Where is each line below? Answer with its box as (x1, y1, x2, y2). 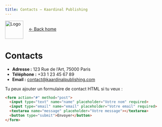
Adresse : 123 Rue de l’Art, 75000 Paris (12, 66, 91, 72)
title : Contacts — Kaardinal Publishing (5, 7, 88, 12)
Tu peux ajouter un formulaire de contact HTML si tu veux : (5, 85, 123, 92)
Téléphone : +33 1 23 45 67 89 (12, 71, 74, 77)
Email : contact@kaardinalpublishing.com (12, 76, 96, 82)
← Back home (28, 26, 57, 32)
